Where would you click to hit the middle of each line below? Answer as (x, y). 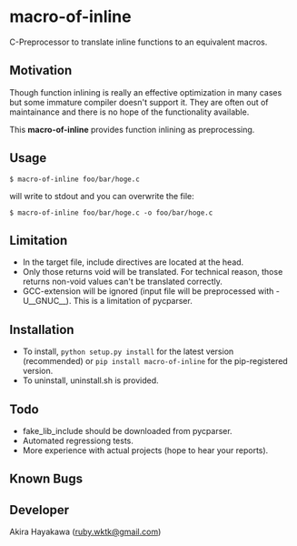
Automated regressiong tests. (78, 440)
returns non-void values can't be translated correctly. (122, 282)
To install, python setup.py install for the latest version (128, 351)
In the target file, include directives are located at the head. (133, 262)
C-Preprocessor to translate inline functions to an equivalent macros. (139, 42)
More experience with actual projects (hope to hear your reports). (145, 450)
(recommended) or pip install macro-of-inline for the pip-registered (155, 361)
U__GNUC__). (47, 301)
